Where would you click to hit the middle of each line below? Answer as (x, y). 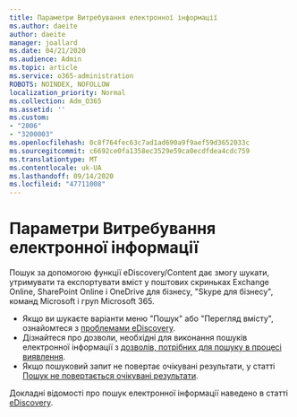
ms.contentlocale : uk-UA (55, 168)
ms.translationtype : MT (54, 159)
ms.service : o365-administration (72, 76)
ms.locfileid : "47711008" (57, 185)
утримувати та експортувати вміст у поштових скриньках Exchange (140, 282)
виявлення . (44, 357)
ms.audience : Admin (46, 59)
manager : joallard (43, 43)
